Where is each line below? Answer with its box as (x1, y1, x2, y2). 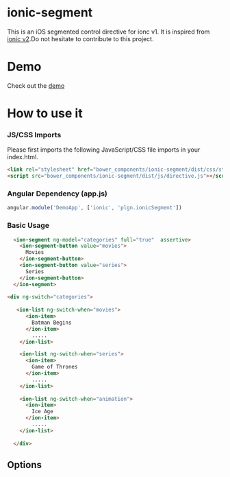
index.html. (7, 153, 39, 161)
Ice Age (31, 408, 53, 415)
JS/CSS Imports (7, 130, 62, 139)
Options (7, 458, 42, 471)
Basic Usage (7, 221, 50, 231)
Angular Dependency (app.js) (7, 189, 107, 198)
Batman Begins (31, 319, 72, 326)
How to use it (7, 106, 84, 121)
